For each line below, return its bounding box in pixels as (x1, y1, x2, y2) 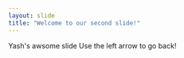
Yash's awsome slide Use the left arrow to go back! (8, 41, 177, 50)
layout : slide (8, 11, 56, 20)
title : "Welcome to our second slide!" (8, 19, 141, 27)
